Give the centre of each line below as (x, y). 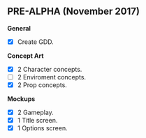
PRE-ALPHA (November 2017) (73, 11)
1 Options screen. (42, 128)
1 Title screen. (37, 121)
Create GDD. (35, 42)
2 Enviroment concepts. (51, 77)
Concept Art (25, 56)
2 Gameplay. (35, 113)
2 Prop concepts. (42, 85)
